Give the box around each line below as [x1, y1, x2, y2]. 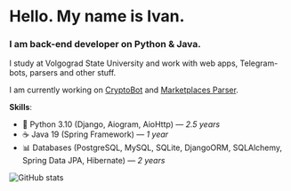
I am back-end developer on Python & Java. [9, 38, 202, 51]
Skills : [9, 102, 33, 113]
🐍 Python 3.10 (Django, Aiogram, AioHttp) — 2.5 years [21, 119, 221, 130]
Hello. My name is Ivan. [9, 6, 185, 27]
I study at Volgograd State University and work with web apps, [9, 58, 238, 68]
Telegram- [239, 58, 279, 68]
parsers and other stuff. [29, 68, 117, 78]
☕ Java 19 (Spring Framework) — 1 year [21, 129, 169, 139]
